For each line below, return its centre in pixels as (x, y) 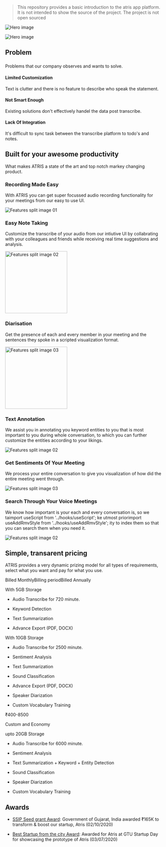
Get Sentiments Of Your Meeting (45, 463)
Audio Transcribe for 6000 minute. (48, 744)
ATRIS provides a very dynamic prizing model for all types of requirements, (82, 565)
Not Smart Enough (25, 100)
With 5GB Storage (24, 590)
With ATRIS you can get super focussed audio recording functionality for (79, 195)
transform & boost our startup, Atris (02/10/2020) (62, 825)
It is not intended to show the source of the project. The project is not (88, 12)
